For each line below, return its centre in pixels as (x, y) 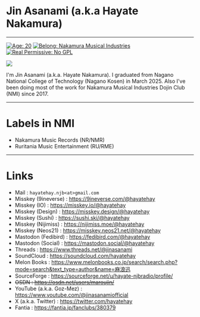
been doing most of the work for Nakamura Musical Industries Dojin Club (96, 87)
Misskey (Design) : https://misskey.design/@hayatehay (82, 211)
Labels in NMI (40, 124)
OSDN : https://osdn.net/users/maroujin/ (64, 282)
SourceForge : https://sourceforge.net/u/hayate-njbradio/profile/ (94, 276)
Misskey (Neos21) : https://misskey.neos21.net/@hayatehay (88, 230)
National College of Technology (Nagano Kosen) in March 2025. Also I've (96, 81)
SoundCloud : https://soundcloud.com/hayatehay (75, 256)
